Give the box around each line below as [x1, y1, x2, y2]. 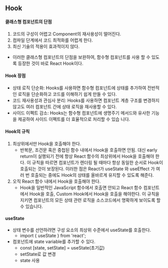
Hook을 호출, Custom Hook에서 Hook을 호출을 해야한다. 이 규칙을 [29, 191, 159, 197]
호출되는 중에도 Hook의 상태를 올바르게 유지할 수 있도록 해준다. [31, 172, 154, 178]
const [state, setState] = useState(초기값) [20, 245, 105, 251]
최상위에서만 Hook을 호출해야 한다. [12, 141, 81, 147]
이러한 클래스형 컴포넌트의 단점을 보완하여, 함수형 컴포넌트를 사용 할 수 [12, 54, 150, 60]
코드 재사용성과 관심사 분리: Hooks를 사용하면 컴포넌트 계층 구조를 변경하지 [12, 97, 159, 103]
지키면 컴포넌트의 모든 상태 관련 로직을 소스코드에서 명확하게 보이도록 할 [20, 197, 161, 203]
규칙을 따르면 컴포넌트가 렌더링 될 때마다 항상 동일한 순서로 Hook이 [32, 160, 163, 165]
